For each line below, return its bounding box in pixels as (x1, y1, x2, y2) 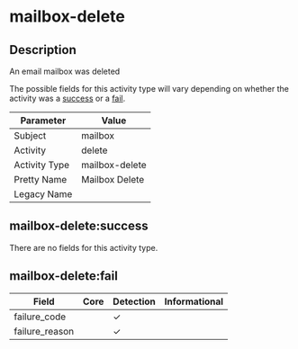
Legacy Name (14, 188, 73, 200)
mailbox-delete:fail (9, 268, 119, 284)
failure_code (14, 310, 67, 323)
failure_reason (14, 325, 75, 337)
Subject (14, 130, 47, 141)
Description (9, 42, 77, 58)
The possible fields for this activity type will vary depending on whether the (9, 84, 290, 94)
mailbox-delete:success (9, 219, 149, 234)
